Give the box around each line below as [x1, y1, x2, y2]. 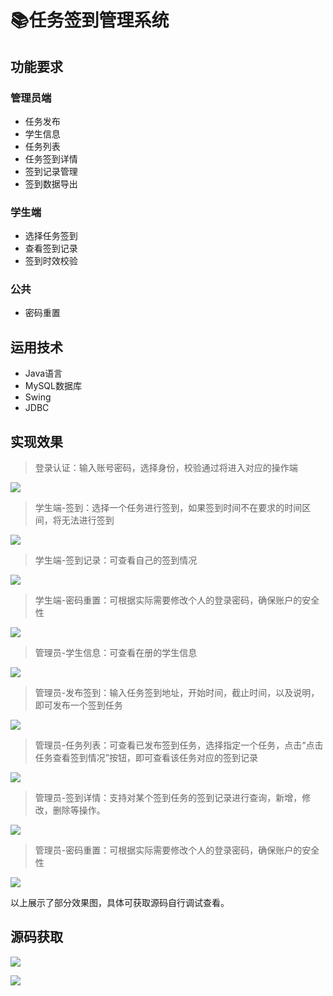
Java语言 [24, 367, 63, 380]
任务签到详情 [24, 152, 78, 165]
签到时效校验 [24, 255, 78, 267]
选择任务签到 [24, 230, 78, 242]
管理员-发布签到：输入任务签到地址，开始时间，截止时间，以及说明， [34, 687, 320, 699]
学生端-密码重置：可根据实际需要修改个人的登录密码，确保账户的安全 [34, 594, 320, 606]
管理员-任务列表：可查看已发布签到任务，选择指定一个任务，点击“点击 [34, 739, 324, 751]
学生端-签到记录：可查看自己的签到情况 [34, 554, 198, 566]
